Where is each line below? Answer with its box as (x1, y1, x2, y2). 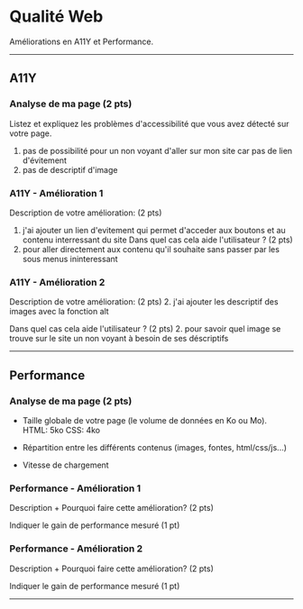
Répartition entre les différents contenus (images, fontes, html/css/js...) (22, 441, 287, 452)
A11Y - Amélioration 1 (9, 186, 104, 199)
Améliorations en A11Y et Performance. (9, 36, 154, 47)
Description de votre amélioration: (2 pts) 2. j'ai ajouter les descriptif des (9, 296, 279, 307)
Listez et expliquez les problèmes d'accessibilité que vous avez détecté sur (9, 118, 290, 129)
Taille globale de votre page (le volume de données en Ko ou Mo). (22, 414, 268, 425)
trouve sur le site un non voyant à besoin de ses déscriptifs (9, 333, 229, 344)
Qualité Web (9, 6, 104, 27)
